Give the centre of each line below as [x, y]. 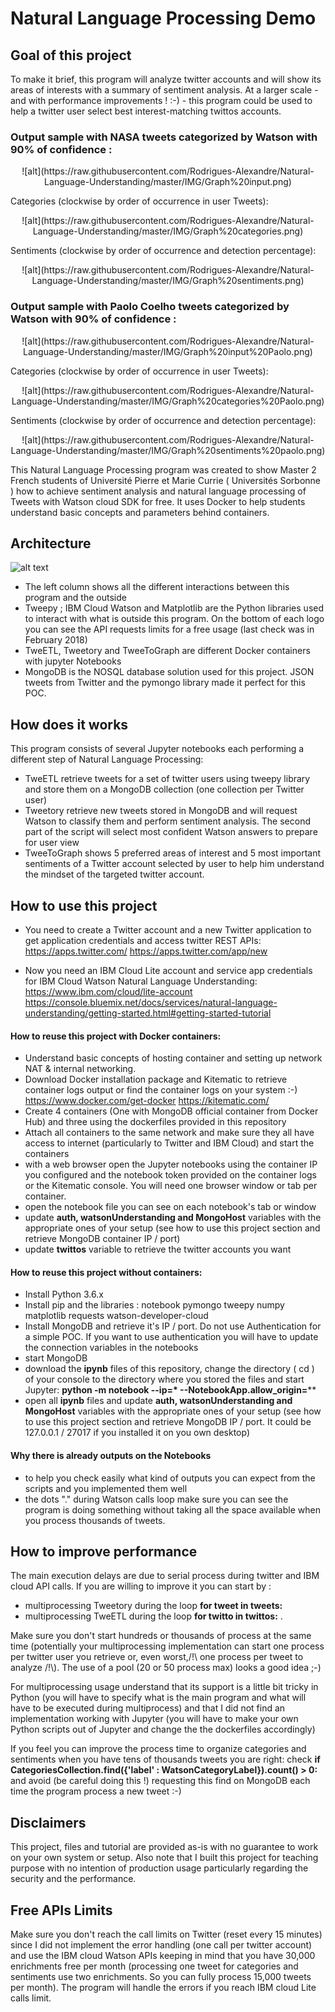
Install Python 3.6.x [64, 1294]
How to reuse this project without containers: [106, 1272]
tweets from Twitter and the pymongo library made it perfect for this [165, 683]
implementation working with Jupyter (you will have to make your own [154, 1719]
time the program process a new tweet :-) [96, 1791]
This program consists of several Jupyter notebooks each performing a [157, 749]
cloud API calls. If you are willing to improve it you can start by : [141, 1586]
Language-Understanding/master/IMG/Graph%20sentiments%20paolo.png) [168, 450]
